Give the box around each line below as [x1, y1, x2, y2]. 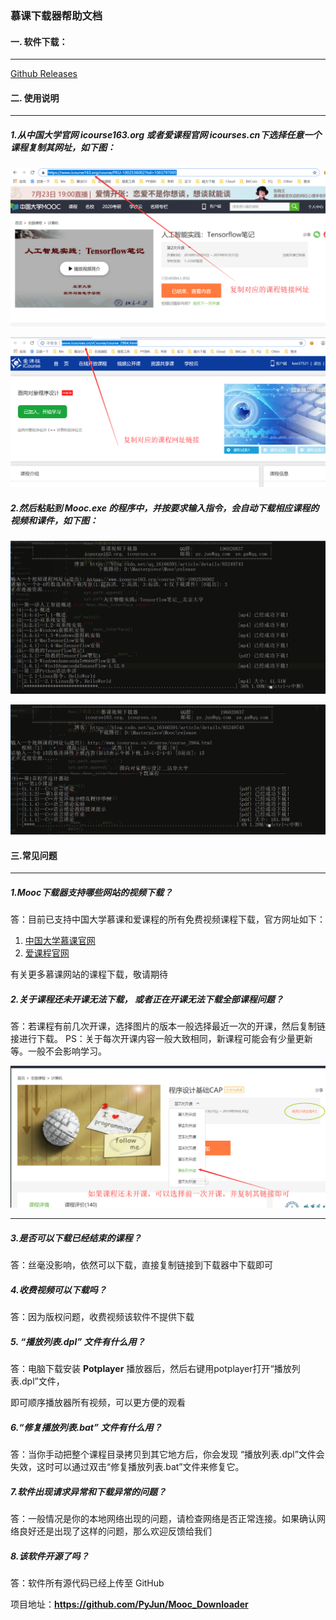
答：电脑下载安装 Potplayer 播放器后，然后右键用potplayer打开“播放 [10, 1363, 292, 1375]
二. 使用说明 [10, 92, 60, 104]
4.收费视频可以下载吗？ [10, 1283, 107, 1296]
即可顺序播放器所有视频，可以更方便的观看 [10, 1397, 186, 1409]
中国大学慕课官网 [24, 935, 96, 947]
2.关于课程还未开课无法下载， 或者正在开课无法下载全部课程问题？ [10, 993, 284, 1005]
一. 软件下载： [10, 35, 68, 47]
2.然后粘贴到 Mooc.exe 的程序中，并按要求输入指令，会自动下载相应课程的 [10, 502, 320, 514]
